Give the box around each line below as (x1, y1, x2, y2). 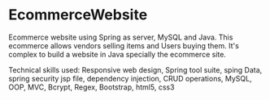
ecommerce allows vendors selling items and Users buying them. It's (8, 40, 240, 50)
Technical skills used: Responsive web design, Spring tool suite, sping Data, (8, 65, 263, 74)
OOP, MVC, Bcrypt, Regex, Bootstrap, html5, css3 (8, 82, 175, 92)
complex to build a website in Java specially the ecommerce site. (8, 49, 226, 59)
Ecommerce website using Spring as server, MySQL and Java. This (8, 32, 233, 42)
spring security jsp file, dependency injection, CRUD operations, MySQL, (8, 73, 252, 83)
